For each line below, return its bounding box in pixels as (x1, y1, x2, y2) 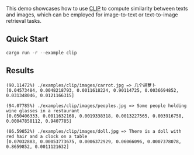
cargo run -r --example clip (6, 50, 77, 56)
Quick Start (6, 35, 49, 44)
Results (6, 66, 34, 75)
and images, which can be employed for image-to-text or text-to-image (6, 11, 178, 18)
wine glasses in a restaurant (6, 108, 80, 113)
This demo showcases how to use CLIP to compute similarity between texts (6, 5, 188, 12)
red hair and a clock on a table (6, 133, 88, 139)
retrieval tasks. (6, 18, 42, 24)
